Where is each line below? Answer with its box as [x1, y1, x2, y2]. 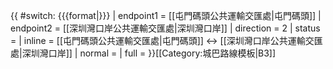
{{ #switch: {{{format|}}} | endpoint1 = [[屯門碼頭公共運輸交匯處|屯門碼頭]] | [10, 10, 322, 21]
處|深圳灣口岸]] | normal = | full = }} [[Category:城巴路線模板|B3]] [10, 47, 277, 59]
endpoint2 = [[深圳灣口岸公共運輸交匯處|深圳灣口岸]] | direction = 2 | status [10, 22, 321, 34]
